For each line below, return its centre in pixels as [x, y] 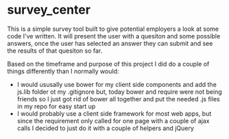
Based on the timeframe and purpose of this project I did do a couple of [108, 64]
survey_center [49, 10]
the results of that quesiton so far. [55, 51]
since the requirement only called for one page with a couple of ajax [113, 121]
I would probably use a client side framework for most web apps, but [114, 113]
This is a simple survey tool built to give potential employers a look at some [113, 29]
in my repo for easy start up [56, 106]
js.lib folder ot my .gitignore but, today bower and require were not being [119, 92]
